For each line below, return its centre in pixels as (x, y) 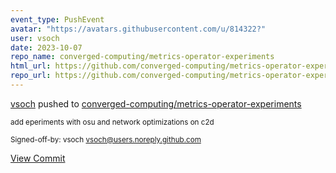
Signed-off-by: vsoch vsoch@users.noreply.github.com (106, 139)
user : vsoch (35, 38)
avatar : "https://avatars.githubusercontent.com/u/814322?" (138, 29)
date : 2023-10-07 (46, 47)
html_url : (31, 66)
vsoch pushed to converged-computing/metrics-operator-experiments (156, 103)
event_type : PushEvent (57, 19)
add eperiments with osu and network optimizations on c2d (112, 122)
